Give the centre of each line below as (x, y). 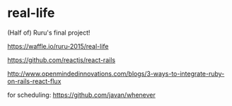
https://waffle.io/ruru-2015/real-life (58, 46)
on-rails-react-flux (34, 81)
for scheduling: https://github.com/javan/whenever (81, 95)
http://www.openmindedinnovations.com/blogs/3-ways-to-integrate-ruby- (116, 73)
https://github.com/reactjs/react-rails (61, 60)
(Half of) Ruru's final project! (49, 33)
